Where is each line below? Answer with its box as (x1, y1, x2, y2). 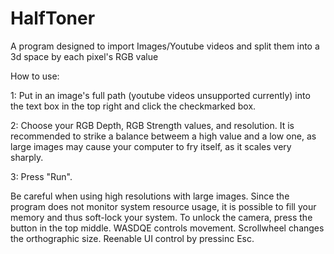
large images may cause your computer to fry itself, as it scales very (10, 140, 292, 152)
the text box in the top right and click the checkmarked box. (10, 100, 257, 112)
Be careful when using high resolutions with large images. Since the (10, 190, 290, 202)
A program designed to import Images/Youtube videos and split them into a (10, 40, 320, 52)
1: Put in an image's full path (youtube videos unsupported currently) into (10, 89, 311, 101)
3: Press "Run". (10, 170, 73, 182)
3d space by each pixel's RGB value (10, 50, 159, 62)
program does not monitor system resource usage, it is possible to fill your (10, 200, 317, 212)
